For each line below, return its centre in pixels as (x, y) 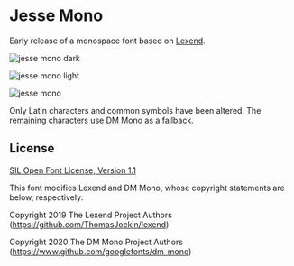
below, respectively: (46, 197)
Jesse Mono (56, 16)
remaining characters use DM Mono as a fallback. (101, 120)
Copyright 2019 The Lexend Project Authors (91, 215)
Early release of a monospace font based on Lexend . (107, 41)
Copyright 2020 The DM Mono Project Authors (96, 242)
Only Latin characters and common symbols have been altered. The (135, 110)
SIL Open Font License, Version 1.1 (73, 170)
